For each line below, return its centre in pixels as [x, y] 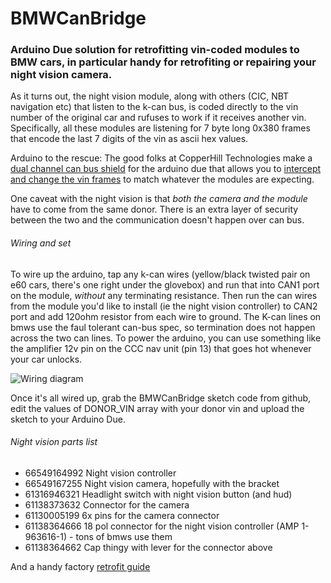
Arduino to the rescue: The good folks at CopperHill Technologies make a [161, 158]
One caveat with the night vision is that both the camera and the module [159, 199]
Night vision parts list [54, 442]
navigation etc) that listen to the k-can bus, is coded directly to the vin [154, 107]
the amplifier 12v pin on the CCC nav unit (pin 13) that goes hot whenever [161, 348]
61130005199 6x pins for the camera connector [122, 515]
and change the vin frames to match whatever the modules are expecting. [162, 179]
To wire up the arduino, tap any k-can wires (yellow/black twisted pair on [160, 274]
